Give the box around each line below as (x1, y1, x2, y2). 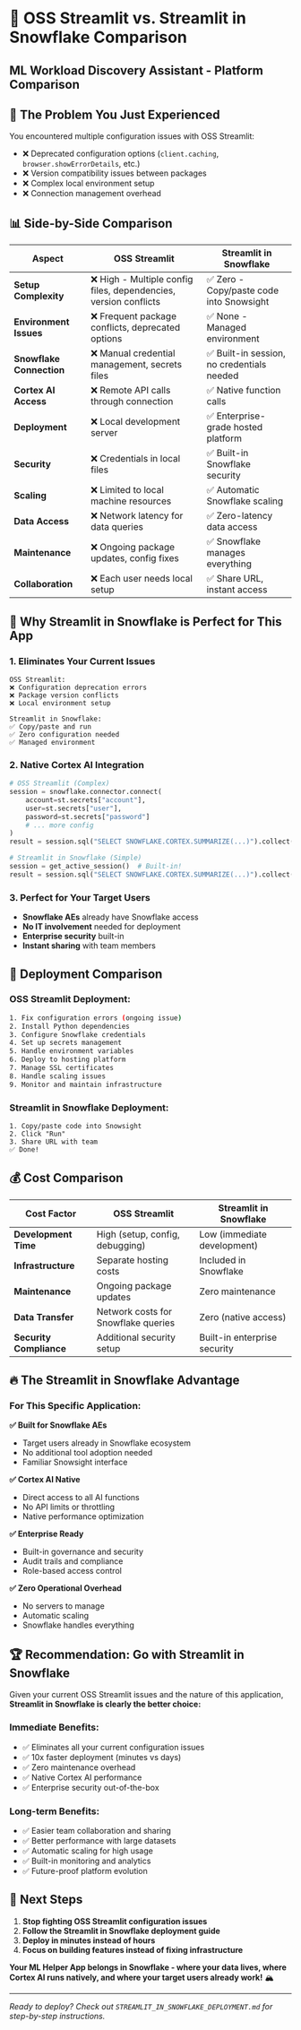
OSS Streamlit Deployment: (9, 993, 132, 1006)
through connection (90, 395, 174, 408)
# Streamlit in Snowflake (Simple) (9, 853, 142, 863)
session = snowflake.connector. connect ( (9, 788, 163, 797)
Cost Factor (25, 1207, 77, 1220)
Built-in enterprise (199, 1331, 278, 1343)
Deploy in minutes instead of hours (21, 1935, 156, 1946)
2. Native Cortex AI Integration (9, 758, 145, 771)
